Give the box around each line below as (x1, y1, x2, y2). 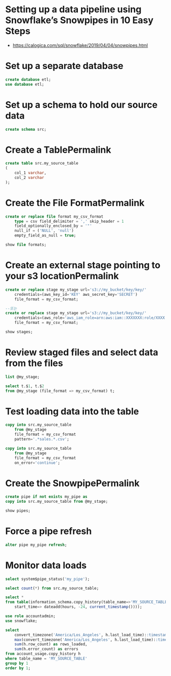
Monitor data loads (5, 560, 87, 571)
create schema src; (5, 127, 47, 132)
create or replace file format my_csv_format (5, 214, 103, 219)
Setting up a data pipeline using (5, 4, 141, 15)
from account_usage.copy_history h (5, 651, 81, 657)
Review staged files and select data (5, 346, 159, 358)
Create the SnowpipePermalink (5, 477, 140, 489)
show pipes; (5, 508, 31, 514)
